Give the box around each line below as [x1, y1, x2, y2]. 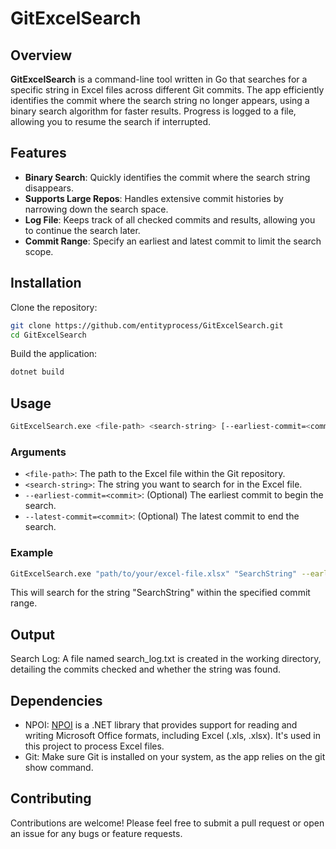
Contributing [10, 790, 92, 807]
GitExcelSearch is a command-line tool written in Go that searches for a [10, 73, 308, 85]
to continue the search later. [24, 224, 141, 236]
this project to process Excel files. [24, 740, 165, 752]
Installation [10, 275, 82, 292]
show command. [24, 762, 94, 774]
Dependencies [10, 692, 103, 709]
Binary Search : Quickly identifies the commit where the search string [24, 171, 311, 183]
